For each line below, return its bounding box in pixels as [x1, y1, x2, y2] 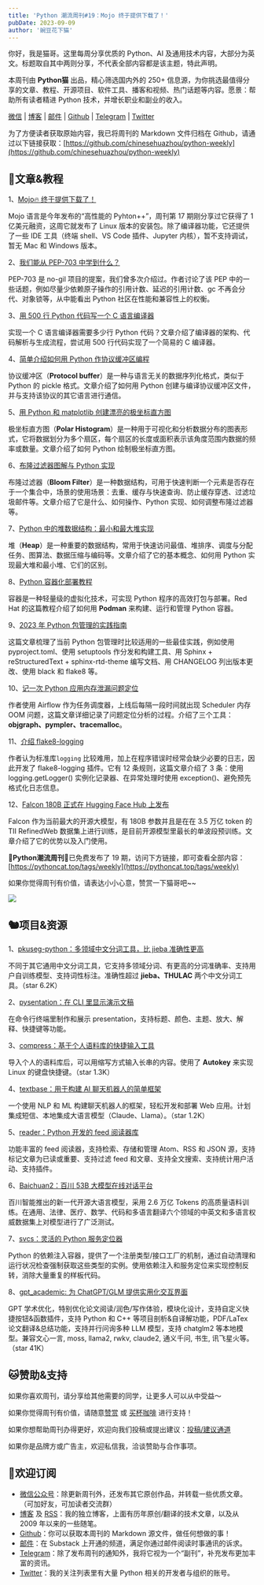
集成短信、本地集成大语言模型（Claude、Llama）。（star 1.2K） [8, 1111, 210, 1120]
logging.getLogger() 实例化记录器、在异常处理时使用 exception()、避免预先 [8, 774, 251, 783]
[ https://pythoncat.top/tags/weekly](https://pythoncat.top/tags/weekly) [8, 862, 240, 871]
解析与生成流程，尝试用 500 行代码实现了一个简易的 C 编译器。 [14, 338, 220, 347]
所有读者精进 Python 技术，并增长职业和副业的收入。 [14, 95, 187, 105]
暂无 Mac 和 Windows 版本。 [8, 241, 102, 251]
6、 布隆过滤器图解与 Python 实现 [8, 461, 115, 470]
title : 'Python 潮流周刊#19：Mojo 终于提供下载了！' [8, 11, 169, 20]
